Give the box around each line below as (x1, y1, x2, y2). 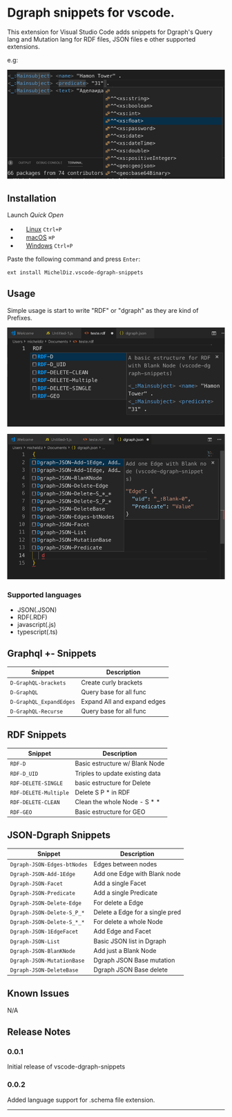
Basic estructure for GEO (75, 808, 146, 816)
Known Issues (7, 988, 70, 999)
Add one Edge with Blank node (93, 869, 181, 878)
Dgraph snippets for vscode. (7, 5, 175, 21)
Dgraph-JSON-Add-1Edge (10, 871, 76, 878)
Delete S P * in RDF (75, 788, 130, 797)
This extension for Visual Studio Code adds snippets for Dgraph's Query (7, 28, 213, 36)
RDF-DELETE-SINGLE (10, 780, 64, 787)
